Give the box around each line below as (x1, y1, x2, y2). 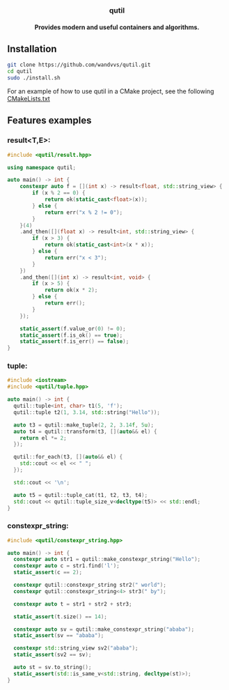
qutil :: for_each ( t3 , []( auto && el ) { (13, 454, 123, 461)
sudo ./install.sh (7, 75, 61, 82)
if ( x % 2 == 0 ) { (32, 190, 86, 197)
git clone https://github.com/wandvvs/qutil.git (7, 61, 151, 68)
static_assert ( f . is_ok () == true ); (19, 332, 123, 339)
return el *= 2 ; (19, 434, 68, 441)
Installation (7, 43, 57, 54)
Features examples (7, 114, 92, 127)
